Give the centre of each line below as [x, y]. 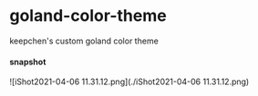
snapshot [28, 62]
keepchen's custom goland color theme [84, 41]
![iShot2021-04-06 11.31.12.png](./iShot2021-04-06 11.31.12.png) [129, 82]
